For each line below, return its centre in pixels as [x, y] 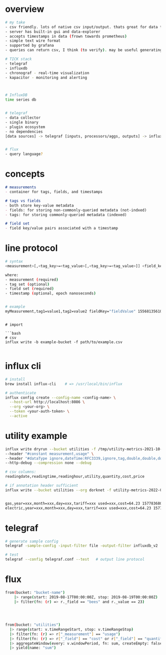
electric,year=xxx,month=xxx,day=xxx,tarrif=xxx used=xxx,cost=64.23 [78, 508]
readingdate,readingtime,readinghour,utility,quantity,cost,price [75, 477]
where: [12, 275]
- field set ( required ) [30, 289]
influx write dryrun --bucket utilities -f [51, 449]
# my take [15, 22]
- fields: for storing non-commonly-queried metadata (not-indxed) [76, 210]
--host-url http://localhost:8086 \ [47, 402]
